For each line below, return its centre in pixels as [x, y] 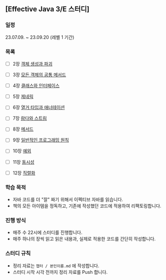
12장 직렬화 [24, 173]
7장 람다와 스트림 [30, 118]
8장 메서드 [23, 129]
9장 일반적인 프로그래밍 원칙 [41, 140]
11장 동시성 [23, 162]
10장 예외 [22, 151]
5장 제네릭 [23, 97]
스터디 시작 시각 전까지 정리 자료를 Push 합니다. [60, 272]
